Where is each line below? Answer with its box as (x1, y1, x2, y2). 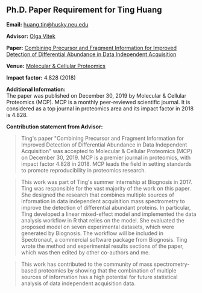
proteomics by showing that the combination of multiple (38, 266, 177, 274)
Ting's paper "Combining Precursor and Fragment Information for (21, 134, 184, 142)
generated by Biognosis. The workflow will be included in (21, 229, 164, 237)
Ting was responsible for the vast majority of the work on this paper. (21, 184, 191, 192)
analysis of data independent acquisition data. (21, 280, 136, 287)
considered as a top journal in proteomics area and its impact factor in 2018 (6, 105, 194, 112)
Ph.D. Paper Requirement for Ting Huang (6, 5, 162, 15)
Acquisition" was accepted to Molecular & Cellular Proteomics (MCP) (21, 147, 193, 154)
